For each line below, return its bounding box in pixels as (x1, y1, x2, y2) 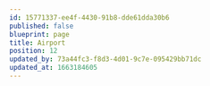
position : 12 (9, 47, 58, 56)
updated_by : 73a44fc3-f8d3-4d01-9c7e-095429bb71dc (9, 55, 202, 64)
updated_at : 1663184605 (9, 64, 98, 73)
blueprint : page (9, 30, 70, 39)
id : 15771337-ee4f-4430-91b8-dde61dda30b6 (9, 13, 170, 22)
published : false (9, 21, 74, 30)
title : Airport (9, 38, 66, 47)
